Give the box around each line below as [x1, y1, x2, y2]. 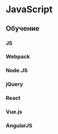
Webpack [6, 53, 30, 60]
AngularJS [6, 122, 33, 129]
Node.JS [6, 67, 28, 74]
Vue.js [6, 108, 22, 116]
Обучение [6, 24, 40, 33]
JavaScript [6, 4, 53, 15]
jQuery [6, 81, 23, 88]
